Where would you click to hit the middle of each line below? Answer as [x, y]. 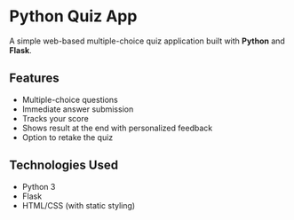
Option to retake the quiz [68, 137]
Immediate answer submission [78, 109]
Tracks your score [55, 118]
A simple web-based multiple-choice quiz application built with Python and [147, 41]
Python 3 [39, 186]
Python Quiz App [73, 16]
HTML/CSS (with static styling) [79, 205]
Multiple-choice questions [70, 99]
